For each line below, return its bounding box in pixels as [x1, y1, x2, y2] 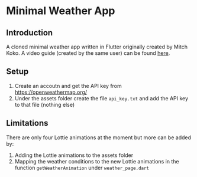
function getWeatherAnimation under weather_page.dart [14, 164, 150, 171]
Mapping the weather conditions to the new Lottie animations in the [14, 158, 179, 165]
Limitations [6, 118, 49, 128]
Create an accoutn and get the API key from [14, 82, 122, 89]
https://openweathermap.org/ [14, 88, 88, 96]
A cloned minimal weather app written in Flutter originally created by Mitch [6, 43, 188, 50]
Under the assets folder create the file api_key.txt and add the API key [14, 94, 188, 101]
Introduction [6, 28, 53, 38]
